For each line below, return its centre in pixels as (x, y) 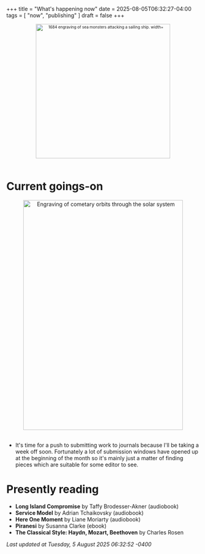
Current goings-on (55, 187)
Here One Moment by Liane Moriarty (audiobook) (78, 519)
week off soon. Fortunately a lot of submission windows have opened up (107, 451)
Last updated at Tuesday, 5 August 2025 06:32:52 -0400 (79, 544)
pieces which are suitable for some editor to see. (77, 465)
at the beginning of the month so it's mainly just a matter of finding (99, 458)
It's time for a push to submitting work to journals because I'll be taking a (107, 445)
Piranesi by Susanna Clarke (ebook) (61, 526)
